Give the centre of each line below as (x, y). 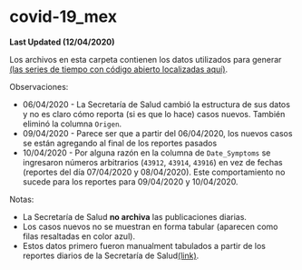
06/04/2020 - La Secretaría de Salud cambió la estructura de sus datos (156, 104)
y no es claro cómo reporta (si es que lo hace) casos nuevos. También (154, 114)
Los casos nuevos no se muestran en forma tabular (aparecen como (150, 226)
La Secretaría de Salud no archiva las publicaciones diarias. (135, 216)
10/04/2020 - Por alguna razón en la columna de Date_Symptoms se (146, 153)
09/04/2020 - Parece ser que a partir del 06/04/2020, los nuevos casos (157, 133)
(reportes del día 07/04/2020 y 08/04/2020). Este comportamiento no (154, 172)
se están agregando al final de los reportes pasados (120, 143)
